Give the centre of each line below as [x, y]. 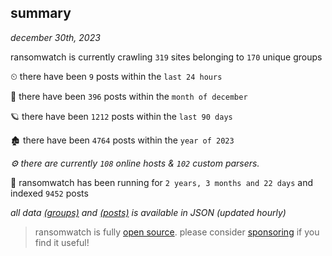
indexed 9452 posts [49, 193]
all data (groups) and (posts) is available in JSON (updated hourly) [148, 212]
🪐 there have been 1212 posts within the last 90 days [121, 116]
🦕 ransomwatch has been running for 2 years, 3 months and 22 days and [162, 182]
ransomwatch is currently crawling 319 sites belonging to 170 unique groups [166, 57]
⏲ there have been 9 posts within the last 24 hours [116, 76]
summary [41, 13]
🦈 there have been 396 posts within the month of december [129, 96]
